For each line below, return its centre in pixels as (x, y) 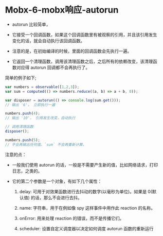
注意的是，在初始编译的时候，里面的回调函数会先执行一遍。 (72, 51)
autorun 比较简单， (31, 24)
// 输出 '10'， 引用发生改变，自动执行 (40, 118)
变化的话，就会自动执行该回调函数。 (48, 41)
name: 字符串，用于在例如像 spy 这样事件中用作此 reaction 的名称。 (87, 208)
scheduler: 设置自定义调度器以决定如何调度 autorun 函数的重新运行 (86, 228)
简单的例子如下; (21, 78)
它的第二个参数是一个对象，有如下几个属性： (57, 181)
